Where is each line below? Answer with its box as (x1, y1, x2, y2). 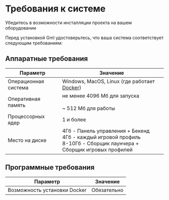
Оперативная (8, 95, 41, 102)
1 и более (62, 116, 87, 123)
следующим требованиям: (5, 40, 63, 46)
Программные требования (5, 163, 95, 172)
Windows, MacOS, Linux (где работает (62, 78, 155, 85)
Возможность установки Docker (8, 186, 87, 193)
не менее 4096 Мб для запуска (62, 92, 139, 99)
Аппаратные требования (5, 55, 88, 63)
